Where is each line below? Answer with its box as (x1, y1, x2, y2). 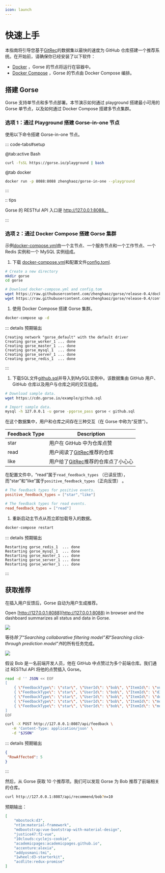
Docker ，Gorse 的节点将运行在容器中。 (12, 63, 93, 69)
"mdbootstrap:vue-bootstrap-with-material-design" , (14, 827, 122, 832)
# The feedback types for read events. (5, 501, 87, 506)
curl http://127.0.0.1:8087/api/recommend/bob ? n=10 (5, 794, 113, 799)
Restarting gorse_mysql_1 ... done (5, 549, 80, 554)
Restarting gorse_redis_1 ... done (5, 544, 80, 549)
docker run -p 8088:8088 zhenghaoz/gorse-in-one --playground (5, 179, 135, 184)
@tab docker (5, 169, 31, 175)
